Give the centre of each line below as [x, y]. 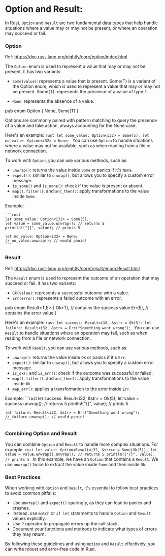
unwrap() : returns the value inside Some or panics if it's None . [72, 170]
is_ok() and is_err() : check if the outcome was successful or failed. [82, 373]
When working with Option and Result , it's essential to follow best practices [82, 488]
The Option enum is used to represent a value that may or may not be [75, 66]
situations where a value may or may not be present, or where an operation [81, 28]
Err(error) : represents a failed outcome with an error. [67, 298]
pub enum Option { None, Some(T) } [42, 111]
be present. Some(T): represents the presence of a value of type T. [80, 92]
